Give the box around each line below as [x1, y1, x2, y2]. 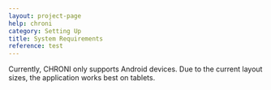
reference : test [8, 42, 63, 50]
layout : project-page [8, 11, 82, 20]
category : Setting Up [8, 27, 82, 35]
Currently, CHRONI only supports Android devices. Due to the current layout [8, 64, 263, 74]
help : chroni [8, 19, 53, 28]
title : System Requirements [8, 34, 104, 43]
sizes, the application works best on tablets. [8, 73, 156, 83]
